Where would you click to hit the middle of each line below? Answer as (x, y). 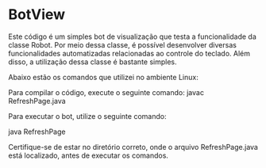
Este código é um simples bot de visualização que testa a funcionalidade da (132, 36)
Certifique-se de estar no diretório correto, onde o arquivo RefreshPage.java (133, 147)
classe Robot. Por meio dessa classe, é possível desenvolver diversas (122, 44)
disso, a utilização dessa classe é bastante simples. (93, 62)
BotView (37, 15)
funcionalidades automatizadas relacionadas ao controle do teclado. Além (129, 53)
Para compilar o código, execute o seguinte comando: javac (106, 92)
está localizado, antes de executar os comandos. (89, 155)
